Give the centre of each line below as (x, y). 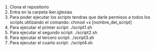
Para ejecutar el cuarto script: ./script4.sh (51, 43)
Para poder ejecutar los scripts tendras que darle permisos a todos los (80, 17)
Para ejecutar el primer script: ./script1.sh (51, 27)
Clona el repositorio (29, 7)
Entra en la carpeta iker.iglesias (41, 12)
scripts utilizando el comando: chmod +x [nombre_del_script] (71, 22)
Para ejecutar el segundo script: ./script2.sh (54, 32)
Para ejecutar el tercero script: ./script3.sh (52, 37)
